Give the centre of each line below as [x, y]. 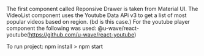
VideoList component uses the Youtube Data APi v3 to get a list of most [96, 15]
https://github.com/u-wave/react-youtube [81, 35]
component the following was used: [51, 28]
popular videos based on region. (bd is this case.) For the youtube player [98, 22]
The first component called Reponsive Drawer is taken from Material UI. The [102, 9]
